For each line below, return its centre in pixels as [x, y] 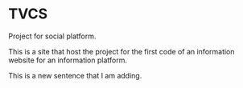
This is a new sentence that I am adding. [75, 75]
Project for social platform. [52, 36]
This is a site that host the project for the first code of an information [121, 51]
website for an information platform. [68, 60]
